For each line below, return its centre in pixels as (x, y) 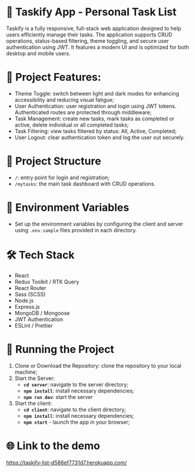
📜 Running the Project (60, 349)
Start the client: (33, 403)
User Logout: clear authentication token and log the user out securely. (100, 137)
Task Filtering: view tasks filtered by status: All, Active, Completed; (95, 131)
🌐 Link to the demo (53, 446)
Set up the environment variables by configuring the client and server (99, 224)
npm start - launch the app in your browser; (77, 422)
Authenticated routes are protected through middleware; (83, 112)
